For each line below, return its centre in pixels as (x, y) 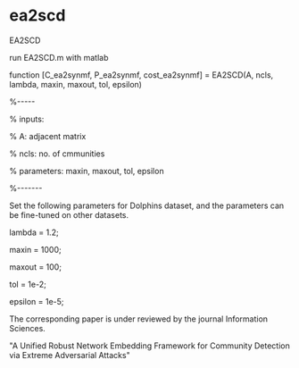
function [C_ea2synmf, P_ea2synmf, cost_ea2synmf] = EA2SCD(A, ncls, (141, 75)
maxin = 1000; (35, 249)
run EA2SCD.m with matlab (59, 57)
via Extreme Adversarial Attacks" (70, 355)
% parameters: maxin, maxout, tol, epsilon (87, 171)
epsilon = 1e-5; (37, 301)
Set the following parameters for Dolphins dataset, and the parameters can (147, 205)
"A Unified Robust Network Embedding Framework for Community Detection (149, 346)
